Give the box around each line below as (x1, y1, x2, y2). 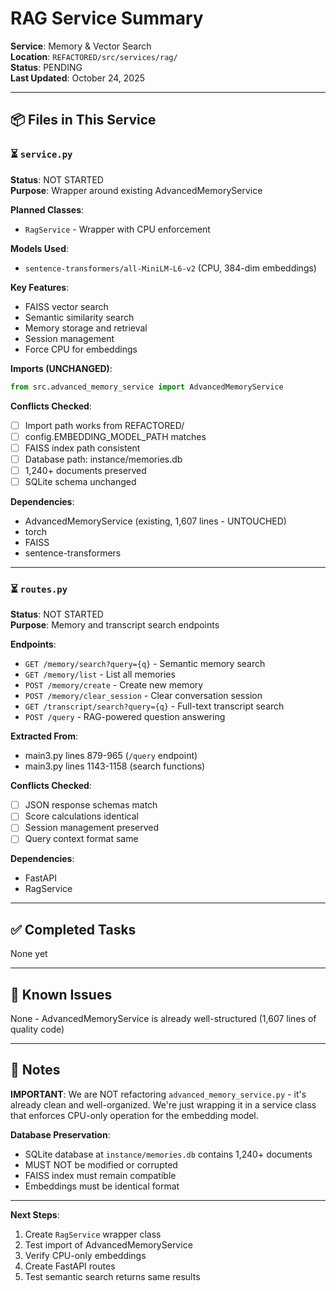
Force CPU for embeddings (24, 343, 138, 355)
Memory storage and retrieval (24, 322, 148, 334)
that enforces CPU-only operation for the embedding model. (10, 1109, 259, 1121)
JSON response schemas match (24, 799, 158, 811)
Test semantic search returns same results (24, 1270, 201, 1282)
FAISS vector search (24, 300, 109, 312)
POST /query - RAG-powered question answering (24, 711, 226, 723)
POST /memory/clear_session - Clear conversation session (24, 690, 263, 702)
